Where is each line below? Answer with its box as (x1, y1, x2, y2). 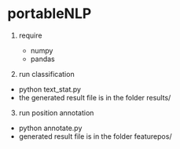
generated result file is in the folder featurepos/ (18, 131, 172, 141)
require (18, 31, 42, 40)
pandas (30, 54, 56, 64)
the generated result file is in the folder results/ (18, 93, 171, 102)
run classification (18, 69, 75, 78)
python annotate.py (18, 123, 83, 133)
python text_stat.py (18, 84, 82, 94)
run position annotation (18, 107, 94, 118)
